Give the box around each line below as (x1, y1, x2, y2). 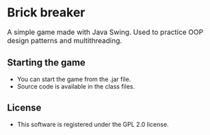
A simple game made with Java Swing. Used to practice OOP (7, 27, 204, 37)
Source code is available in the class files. (16, 82, 135, 90)
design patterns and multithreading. (7, 35, 122, 45)
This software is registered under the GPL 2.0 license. (16, 120, 169, 128)
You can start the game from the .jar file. (16, 75, 131, 83)
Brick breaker (7, 5, 86, 20)
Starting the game (7, 57, 86, 69)
